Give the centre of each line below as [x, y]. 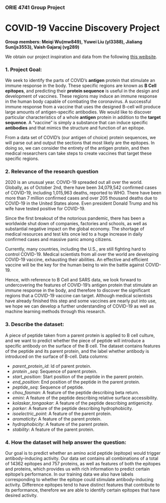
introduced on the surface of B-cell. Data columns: [57, 356]
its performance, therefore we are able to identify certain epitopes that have [83, 490]
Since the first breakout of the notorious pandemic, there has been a [75, 218]
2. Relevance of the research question [52, 171]
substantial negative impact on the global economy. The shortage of [75, 229]
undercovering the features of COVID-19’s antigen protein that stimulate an [81, 285]
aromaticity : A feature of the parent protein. [57, 419]
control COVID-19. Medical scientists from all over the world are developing [82, 254]
